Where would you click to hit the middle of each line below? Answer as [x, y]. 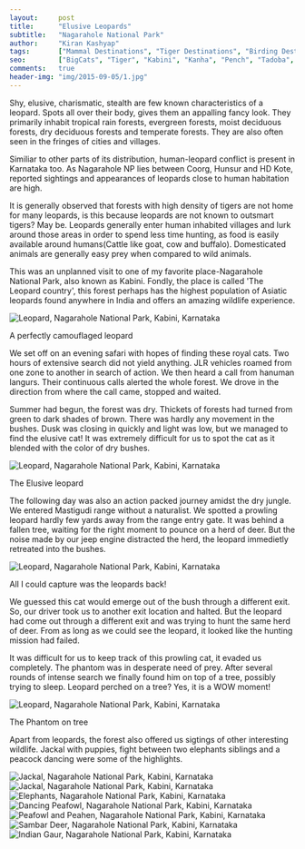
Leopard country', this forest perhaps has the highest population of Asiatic [148, 291]
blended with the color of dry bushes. [80, 448]
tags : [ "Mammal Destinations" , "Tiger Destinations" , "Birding [144, 52]
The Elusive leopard [47, 483]
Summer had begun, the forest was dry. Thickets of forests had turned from [151, 409]
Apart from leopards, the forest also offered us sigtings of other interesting [149, 739]
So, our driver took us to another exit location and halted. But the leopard [146, 611]
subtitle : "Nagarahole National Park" [87, 35]
